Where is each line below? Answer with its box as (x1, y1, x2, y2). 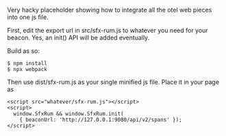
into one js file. (7, 13, 49, 21)
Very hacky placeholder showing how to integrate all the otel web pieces (7, 6, 212, 14)
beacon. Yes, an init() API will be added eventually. (7, 33, 150, 42)
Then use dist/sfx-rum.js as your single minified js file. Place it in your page (7, 78, 220, 86)
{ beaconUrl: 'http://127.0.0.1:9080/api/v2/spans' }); (19, 116, 183, 123)
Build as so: (7, 47, 40, 55)
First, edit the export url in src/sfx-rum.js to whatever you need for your (7, 27, 208, 34)
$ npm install (7, 60, 48, 67)
